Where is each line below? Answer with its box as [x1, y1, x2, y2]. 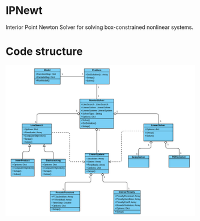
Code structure [5, 45, 83, 58]
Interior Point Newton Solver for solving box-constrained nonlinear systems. [5, 23, 193, 31]
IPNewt [5, 4, 43, 17]
